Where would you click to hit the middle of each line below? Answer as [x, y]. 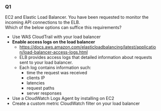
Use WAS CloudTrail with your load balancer [56, 37]
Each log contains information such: [55, 68]
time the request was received [57, 73]
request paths [40, 88]
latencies [36, 83]
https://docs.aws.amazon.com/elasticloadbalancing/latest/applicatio [88, 47]
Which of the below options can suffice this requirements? [63, 28]
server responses [44, 93]
